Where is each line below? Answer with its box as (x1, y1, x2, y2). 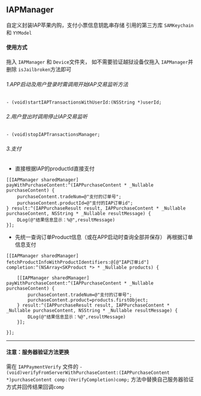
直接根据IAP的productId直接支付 (14, 165, 95, 172)
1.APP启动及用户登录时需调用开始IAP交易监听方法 (6, 80, 129, 87)
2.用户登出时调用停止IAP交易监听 (6, 113, 88, 120)
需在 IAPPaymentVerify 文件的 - (6, 362, 83, 370)
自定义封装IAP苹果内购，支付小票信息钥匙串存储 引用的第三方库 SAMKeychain (6, 21, 194, 29)
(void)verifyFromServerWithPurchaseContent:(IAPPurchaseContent (6, 370, 170, 376)
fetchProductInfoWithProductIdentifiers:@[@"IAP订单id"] (6, 259, 150, 265)
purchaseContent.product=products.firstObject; (28, 297, 148, 303)
